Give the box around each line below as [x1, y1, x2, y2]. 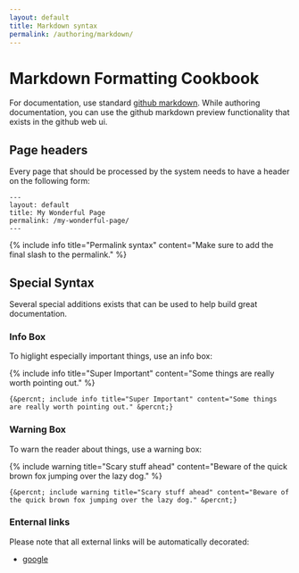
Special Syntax [9, 275, 96, 290]
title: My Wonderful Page [9, 209, 105, 218]
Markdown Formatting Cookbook [9, 68, 260, 88]
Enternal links [9, 516, 71, 528]
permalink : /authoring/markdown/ [9, 29, 134, 38]
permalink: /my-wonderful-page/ [9, 216, 129, 226]
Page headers [9, 142, 88, 157]
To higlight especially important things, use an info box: [9, 351, 212, 361]
